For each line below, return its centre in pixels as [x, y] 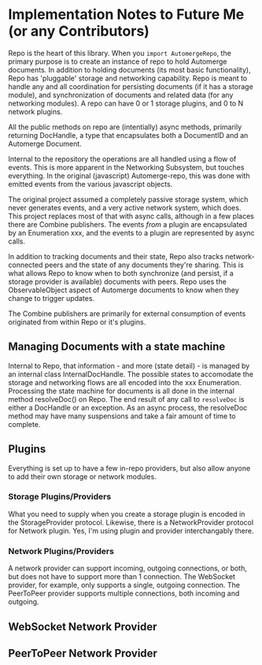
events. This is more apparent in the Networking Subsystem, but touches [126, 167]
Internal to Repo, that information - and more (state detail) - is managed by [129, 366]
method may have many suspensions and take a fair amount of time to [122, 416]
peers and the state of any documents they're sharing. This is [144, 265]
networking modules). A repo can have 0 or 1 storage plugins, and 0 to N [126, 103]
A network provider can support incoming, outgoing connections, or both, [128, 568]
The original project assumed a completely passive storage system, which [128, 199]
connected [26, 265]
